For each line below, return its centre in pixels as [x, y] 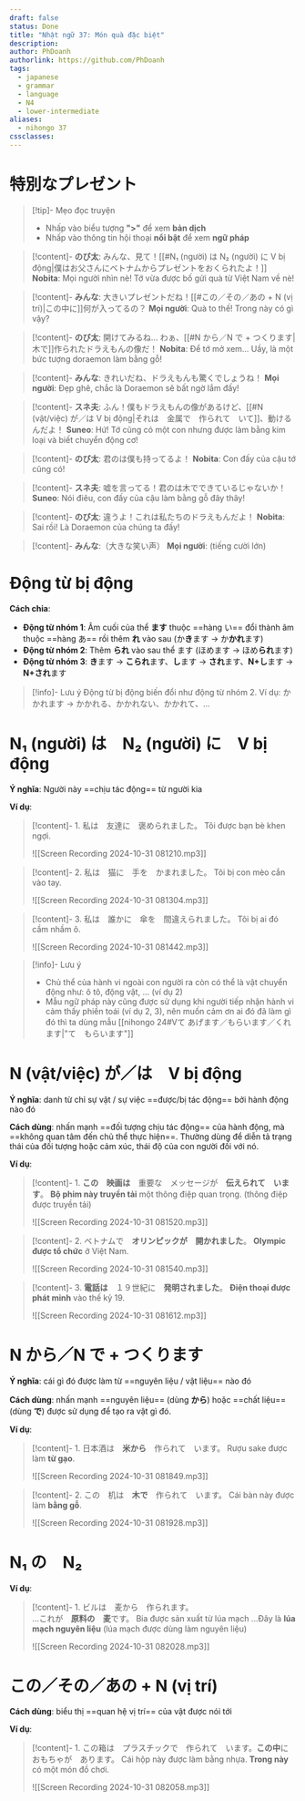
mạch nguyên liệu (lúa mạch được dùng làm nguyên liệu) [139, 1629]
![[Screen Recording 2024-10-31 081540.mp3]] [120, 1269]
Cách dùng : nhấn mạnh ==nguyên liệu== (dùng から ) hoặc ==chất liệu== [148, 1399]
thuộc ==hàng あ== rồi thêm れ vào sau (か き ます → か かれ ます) [143, 638]
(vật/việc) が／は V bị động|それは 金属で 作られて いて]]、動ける [162, 418]
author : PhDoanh [40, 52]
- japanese [38, 77]
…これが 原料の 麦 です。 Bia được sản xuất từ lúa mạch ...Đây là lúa [163, 1618]
